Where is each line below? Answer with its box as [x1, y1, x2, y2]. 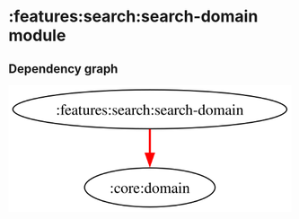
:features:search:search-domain [8, 6, 259, 27]
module [8, 25, 66, 46]
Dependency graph [8, 61, 119, 76]
